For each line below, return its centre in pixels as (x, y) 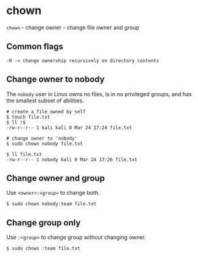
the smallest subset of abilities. (45, 100)
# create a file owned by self (46, 111)
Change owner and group (56, 178)
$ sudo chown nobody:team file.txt (51, 204)
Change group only (44, 223)
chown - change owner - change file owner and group (73, 27)
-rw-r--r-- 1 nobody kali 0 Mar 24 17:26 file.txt (72, 160)
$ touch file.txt (28, 117)
